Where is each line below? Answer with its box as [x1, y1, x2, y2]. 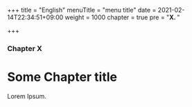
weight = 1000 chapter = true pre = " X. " [64, 13, 180, 21]
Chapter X [7, 43, 43, 53]
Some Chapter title [7, 69, 118, 85]
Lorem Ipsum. [7, 92, 47, 100]
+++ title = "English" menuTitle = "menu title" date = [7, 6, 157, 14]
